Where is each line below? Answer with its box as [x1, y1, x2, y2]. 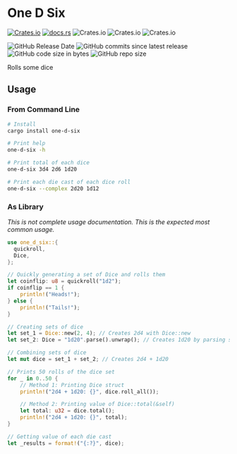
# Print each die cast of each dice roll [7, 178, 131, 185]
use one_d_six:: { [7, 238, 59, 246]
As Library [7, 202, 44, 211]
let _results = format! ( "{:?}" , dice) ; [7, 439, 125, 447]
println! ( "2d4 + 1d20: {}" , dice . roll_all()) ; [20, 388, 159, 395]
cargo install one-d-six [7, 127, 80, 135]
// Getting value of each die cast [7, 433, 112, 440]
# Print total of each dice [7, 159, 90, 166]
